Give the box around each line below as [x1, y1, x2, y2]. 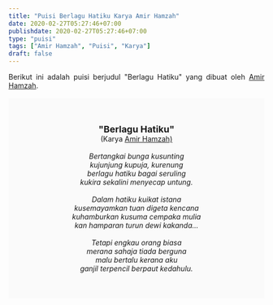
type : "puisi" [8, 34, 57, 43]
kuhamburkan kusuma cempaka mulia [71, 212, 201, 221]
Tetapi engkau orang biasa [91, 237, 182, 247]
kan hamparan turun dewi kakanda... [74, 220, 199, 230]
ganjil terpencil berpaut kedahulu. [80, 264, 193, 273]
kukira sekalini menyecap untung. [80, 177, 193, 187]
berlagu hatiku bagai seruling [86, 168, 187, 178]
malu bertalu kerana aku [95, 255, 178, 264]
